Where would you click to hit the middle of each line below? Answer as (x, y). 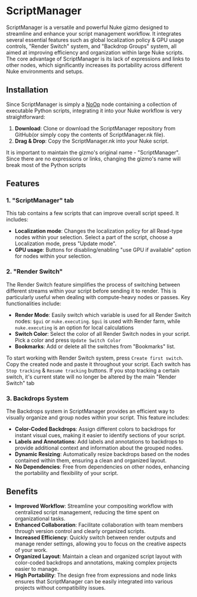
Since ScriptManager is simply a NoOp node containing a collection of (92, 104)
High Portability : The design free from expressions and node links (96, 575)
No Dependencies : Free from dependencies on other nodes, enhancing (102, 467)
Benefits (22, 492)
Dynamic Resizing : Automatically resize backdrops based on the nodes (102, 454)
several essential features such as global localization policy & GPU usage (95, 40)
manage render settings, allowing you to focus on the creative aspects (100, 544)
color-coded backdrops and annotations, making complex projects (96, 562)
